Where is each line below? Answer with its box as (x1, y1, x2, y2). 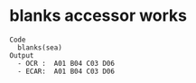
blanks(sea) (17, 42, 63, 52)
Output (9, 51, 34, 60)
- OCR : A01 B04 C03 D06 (17, 59, 116, 68)
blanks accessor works (9, 5, 188, 26)
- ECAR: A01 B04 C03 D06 (17, 67, 116, 76)
